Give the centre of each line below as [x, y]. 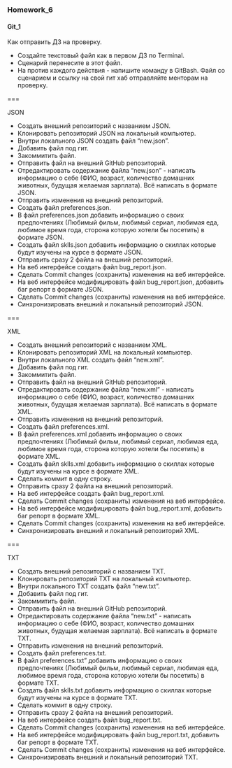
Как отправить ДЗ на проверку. [55, 42]
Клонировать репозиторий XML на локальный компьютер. [105, 353]
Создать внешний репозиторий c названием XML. [92, 345]
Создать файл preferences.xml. [63, 427]
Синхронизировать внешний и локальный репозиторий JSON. [110, 304]
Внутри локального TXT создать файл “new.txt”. [89, 586]
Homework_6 [30, 10]
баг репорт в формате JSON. [60, 290]
